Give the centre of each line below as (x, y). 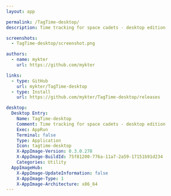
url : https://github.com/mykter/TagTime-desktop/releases (88, 97)
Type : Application (39, 140)
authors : (17, 54)
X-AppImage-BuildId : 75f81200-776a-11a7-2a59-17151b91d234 (90, 157)
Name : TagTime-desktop (44, 119)
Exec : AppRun (32, 129)
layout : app (20, 11)
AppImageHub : (27, 167)
